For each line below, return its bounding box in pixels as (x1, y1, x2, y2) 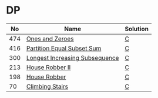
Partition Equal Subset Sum (26, 44, 102, 52)
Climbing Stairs (26, 82, 69, 90)
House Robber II (26, 63, 71, 71)
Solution (125, 25, 149, 33)
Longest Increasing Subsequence (26, 53, 119, 62)
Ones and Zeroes (26, 35, 74, 43)
